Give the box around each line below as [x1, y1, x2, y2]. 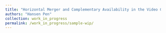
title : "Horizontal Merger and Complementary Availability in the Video [5, 7, 158, 12]
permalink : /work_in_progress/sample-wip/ [5, 20, 94, 26]
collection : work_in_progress [5, 16, 68, 21]
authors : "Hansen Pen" [5, 12, 52, 16]
